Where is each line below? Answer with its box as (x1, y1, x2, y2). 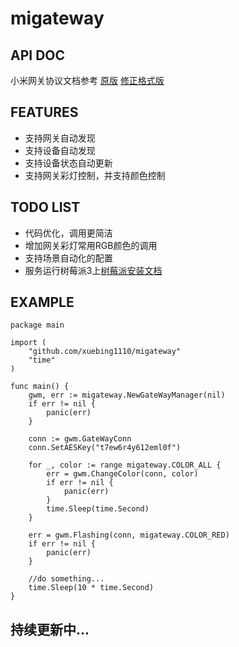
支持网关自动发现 (24, 132, 96, 144)
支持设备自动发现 (24, 144, 96, 156)
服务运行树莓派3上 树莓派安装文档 (24, 264, 163, 276)
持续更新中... (10, 621, 90, 638)
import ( (10, 338, 47, 348)
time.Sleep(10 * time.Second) (28, 583, 155, 593)
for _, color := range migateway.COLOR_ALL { (28, 460, 222, 471)
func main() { (10, 382, 70, 392)
